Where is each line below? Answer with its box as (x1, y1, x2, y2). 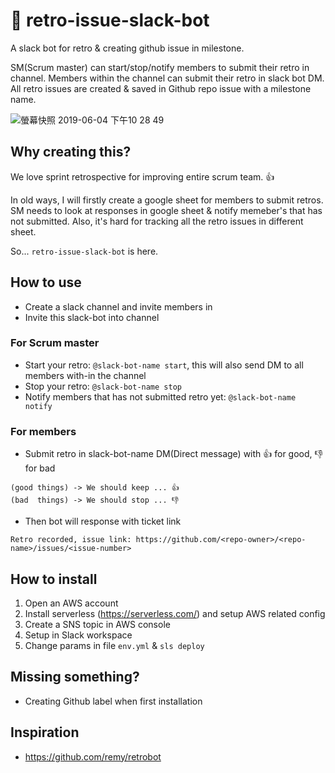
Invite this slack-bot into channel (24, 311, 160, 323)
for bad (24, 462, 56, 474)
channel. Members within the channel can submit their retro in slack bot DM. (10, 72, 325, 84)
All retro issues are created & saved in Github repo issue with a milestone (10, 82, 312, 94)
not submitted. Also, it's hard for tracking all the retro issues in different (10, 215, 304, 227)
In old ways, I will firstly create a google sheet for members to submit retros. (10, 194, 324, 206)
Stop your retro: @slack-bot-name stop (24, 380, 182, 392)
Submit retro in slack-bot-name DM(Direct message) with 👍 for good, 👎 (24, 448, 323, 460)
